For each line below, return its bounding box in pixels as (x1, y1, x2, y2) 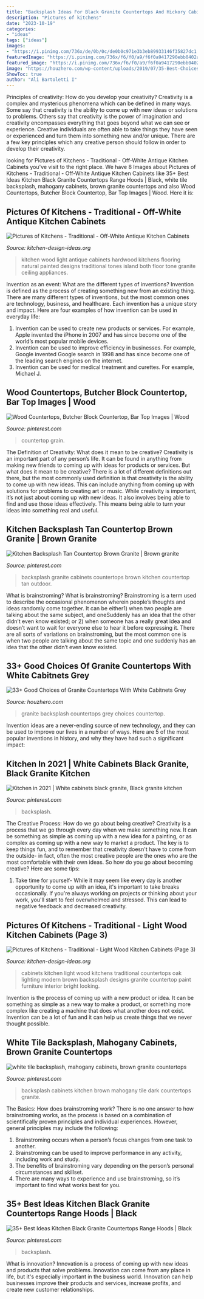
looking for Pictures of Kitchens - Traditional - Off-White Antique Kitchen (6, 157, 188, 164)
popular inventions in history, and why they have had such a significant (6, 735, 184, 742)
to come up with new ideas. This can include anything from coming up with (6, 481, 194, 488)
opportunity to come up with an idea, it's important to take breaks (15, 883, 180, 891)
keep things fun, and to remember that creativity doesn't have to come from (6, 846, 196, 853)
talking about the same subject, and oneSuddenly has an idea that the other (6, 611, 196, 618)
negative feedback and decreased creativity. (15, 903, 127, 910)
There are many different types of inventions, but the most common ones (6, 293, 189, 301)
